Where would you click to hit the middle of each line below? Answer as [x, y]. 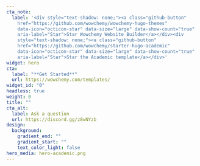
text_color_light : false [49, 147]
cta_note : [19, 12]
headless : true [26, 91]
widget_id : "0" [26, 86]
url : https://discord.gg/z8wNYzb [54, 119]
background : [27, 131]
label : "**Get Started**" [45, 74]
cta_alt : [17, 108]
